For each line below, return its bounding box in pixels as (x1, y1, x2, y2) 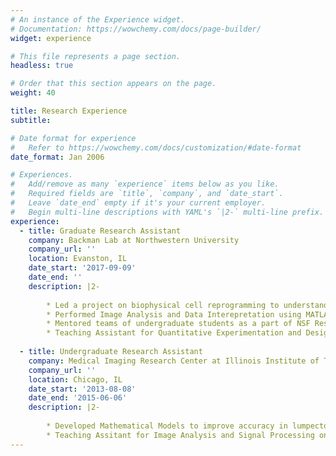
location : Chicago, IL (28, 374, 123, 385)
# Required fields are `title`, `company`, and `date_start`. (10, 189, 284, 199)
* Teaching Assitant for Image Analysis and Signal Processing (46, 430, 315, 440)
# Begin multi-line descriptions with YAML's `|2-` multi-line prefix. (10, 207, 325, 217)
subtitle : (10, 115, 52, 125)
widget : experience (10, 33, 92, 43)
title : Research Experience (10, 106, 128, 116)
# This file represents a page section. (10, 51, 182, 61)
